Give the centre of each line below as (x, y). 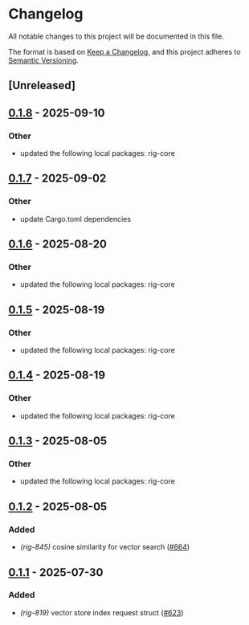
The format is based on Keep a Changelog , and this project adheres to (124, 51)
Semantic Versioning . (43, 60)
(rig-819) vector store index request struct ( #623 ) (102, 612)
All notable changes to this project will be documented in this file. (116, 36)
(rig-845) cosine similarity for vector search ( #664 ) (105, 547)
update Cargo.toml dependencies (75, 219)
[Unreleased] (42, 86)
